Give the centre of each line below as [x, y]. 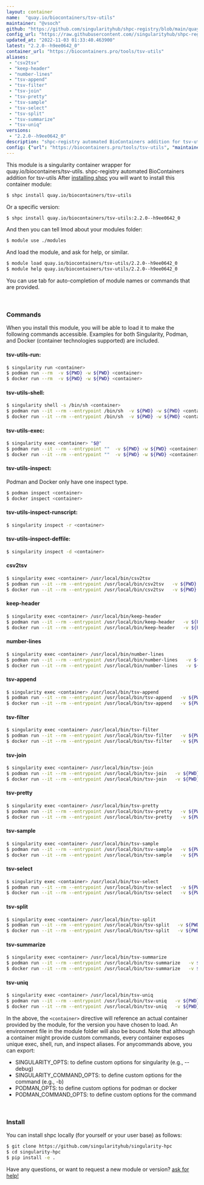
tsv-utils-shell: [25, 392]
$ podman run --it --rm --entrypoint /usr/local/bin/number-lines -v [99, 660]
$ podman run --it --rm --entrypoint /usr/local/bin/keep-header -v [97, 622]
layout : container [29, 12]
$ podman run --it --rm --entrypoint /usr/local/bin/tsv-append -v [96, 698]
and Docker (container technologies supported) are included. [83, 341]
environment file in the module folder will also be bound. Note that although [101, 1031]
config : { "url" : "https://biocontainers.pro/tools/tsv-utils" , [88, 147]
